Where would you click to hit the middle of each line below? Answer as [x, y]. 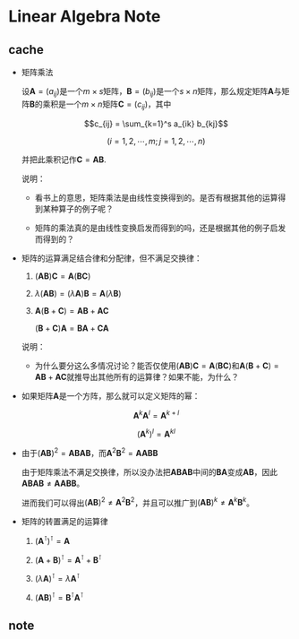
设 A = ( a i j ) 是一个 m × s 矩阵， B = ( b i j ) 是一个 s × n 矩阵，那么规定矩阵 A [148, 92]
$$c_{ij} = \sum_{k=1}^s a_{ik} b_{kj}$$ [156, 124]
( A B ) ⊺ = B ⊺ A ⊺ [59, 596]
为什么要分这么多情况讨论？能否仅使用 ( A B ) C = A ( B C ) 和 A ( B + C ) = [157, 366]
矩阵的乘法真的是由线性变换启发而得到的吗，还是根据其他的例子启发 [160, 228]
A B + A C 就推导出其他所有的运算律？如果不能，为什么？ [137, 376]
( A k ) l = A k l [156, 433]
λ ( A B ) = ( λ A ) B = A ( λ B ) [78, 293]
